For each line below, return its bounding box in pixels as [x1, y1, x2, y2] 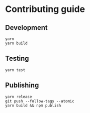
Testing [5, 54, 29, 63]
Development [5, 23, 48, 32]
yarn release [5, 94, 32, 99]
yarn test [5, 67, 26, 73]
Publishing [5, 81, 39, 90]
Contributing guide [5, 3, 86, 15]
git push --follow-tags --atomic [5, 99, 75, 104]
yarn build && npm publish [5, 103, 61, 108]
